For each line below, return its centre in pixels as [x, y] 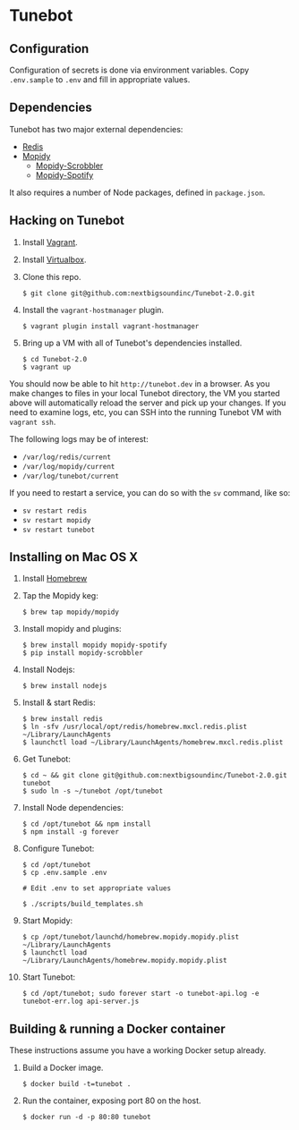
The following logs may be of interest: [79, 438]
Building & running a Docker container [117, 1028]
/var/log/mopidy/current [68, 466]
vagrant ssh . [33, 421]
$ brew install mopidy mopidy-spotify [94, 645]
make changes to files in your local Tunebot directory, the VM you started [145, 393]
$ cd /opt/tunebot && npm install [86, 824]
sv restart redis [55, 511]
